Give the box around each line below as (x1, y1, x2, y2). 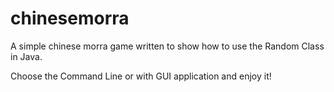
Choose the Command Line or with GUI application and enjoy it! (10, 70, 272, 82)
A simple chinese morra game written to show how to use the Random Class (10, 40, 325, 52)
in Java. (10, 50, 43, 62)
